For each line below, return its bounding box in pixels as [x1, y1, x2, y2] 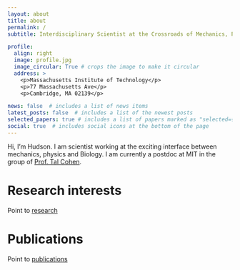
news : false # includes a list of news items [7, 103, 149, 110]
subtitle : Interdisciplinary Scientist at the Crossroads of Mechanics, [7, 30, 229, 38]
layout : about [7, 10, 50, 18]
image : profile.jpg [14, 56, 72, 64]
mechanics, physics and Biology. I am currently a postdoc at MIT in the [7, 149, 216, 158]
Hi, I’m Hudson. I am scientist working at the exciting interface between [7, 142, 217, 151]
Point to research [7, 206, 59, 214]
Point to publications [7, 254, 68, 263]
